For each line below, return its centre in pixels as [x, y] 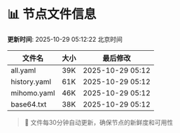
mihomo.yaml [33, 93]
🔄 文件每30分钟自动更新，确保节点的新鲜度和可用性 [99, 122]
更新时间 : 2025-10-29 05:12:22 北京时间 [65, 39]
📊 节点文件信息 [52, 14]
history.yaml [31, 81]
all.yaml [23, 70]
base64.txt [29, 104]
